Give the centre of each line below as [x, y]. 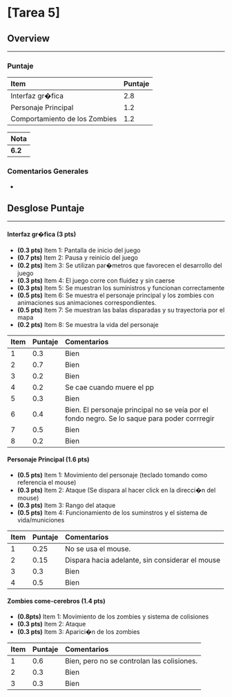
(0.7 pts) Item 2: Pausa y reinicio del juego [77, 257]
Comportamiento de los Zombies [64, 119]
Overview [29, 38]
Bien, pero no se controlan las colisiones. [131, 661]
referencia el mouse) [47, 482]
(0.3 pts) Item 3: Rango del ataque [66, 505]
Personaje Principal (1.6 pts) [48, 459]
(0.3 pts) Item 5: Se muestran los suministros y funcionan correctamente [121, 288]
